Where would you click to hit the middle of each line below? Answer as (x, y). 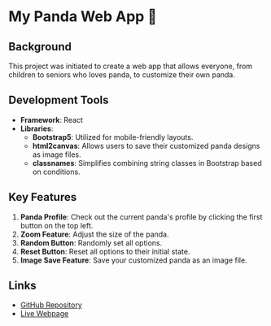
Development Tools (59, 100)
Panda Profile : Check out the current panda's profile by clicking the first (141, 217)
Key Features (43, 197)
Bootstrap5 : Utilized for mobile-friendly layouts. (113, 137)
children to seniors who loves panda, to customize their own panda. (122, 75)
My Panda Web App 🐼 (83, 17)
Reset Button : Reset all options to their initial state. (105, 251)
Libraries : (37, 128)
